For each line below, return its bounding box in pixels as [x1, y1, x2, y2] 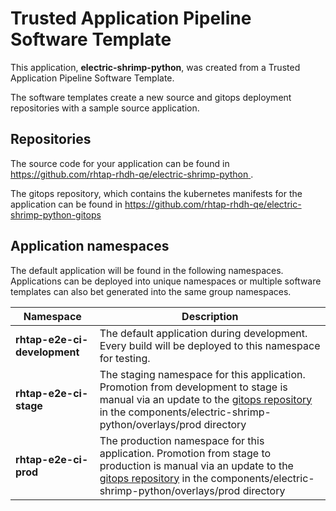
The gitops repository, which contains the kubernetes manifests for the [10, 187, 303, 199]
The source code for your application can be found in [10, 157, 230, 169]
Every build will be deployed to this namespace [99, 338, 321, 352]
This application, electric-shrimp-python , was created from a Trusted [10, 61, 301, 73]
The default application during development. [99, 326, 308, 340]
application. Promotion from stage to [99, 446, 272, 460]
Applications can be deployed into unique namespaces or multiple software [10, 275, 322, 287]
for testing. [99, 351, 151, 365]
